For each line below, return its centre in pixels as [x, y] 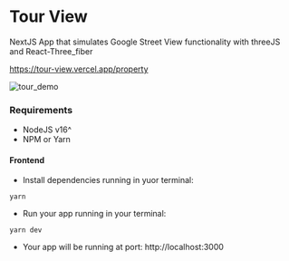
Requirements [41, 110]
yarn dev [26, 230]
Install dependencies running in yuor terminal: [108, 180]
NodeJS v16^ [47, 130]
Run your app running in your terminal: [94, 214]
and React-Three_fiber [51, 51]
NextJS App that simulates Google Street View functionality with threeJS [145, 42]
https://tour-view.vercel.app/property [79, 69]
